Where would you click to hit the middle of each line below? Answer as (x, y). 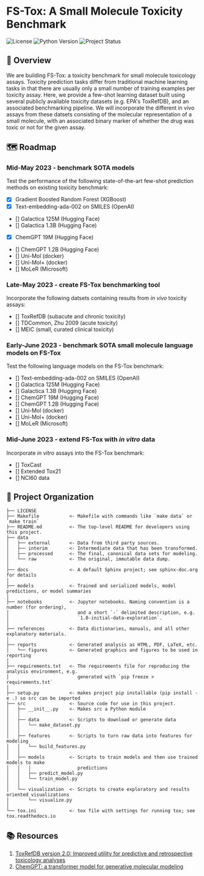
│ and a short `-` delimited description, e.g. (101, 613)
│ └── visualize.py (39, 800)
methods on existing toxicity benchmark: (57, 187)
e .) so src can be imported (43, 698)
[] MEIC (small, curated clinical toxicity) (64, 329)
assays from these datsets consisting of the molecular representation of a (99, 114)
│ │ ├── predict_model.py (45, 773)
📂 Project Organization (50, 497)
